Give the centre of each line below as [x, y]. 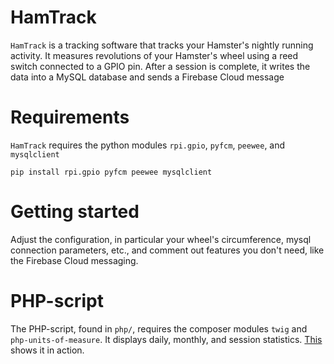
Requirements [70, 117]
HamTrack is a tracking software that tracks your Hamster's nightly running [162, 45]
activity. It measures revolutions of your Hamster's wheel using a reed [154, 55]
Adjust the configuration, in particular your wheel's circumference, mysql [161, 239]
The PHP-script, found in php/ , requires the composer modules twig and [159, 328]
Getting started [75, 212]
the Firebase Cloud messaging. [74, 260]
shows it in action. [47, 350]
